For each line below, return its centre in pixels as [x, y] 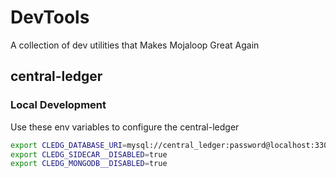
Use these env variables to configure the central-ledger [125, 127]
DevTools [50, 17]
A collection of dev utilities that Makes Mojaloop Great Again [135, 45]
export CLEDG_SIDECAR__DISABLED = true [89, 154]
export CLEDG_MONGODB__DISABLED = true [89, 164]
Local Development [58, 105]
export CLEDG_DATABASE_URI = [69, 145]
